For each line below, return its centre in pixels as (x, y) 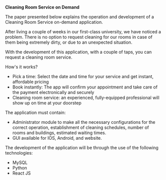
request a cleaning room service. (39, 57)
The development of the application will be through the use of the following (82, 148)
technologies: (19, 153)
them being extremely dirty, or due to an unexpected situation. (69, 42)
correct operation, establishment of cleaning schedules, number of (81, 127)
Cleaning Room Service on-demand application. (54, 22)
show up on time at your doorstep (47, 103)
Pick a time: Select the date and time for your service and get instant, (83, 76)
